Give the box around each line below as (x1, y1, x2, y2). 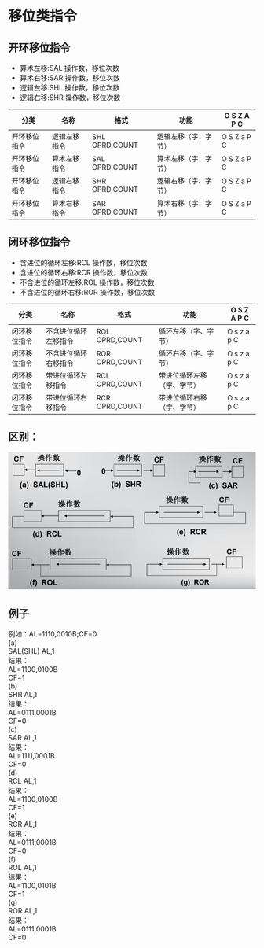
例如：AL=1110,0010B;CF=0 (8, 629, 97, 638)
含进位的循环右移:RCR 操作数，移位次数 (19, 267, 148, 277)
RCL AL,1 (8, 776, 37, 785)
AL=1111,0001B (8, 751, 55, 760)
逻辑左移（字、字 (156, 131, 212, 141)
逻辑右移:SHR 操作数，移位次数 (19, 93, 121, 102)
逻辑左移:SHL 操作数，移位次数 (19, 83, 120, 92)
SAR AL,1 (8, 732, 37, 742)
